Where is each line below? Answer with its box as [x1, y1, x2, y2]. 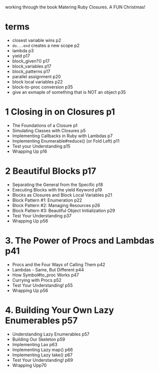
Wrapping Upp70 [12, 362, 47, 368]
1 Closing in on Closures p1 [5, 106, 115, 118]
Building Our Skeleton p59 [12, 336, 65, 342]
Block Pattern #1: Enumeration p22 [12, 197, 82, 203]
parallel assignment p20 [12, 73, 61, 80]
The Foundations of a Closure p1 [12, 122, 78, 128]
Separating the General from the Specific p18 [12, 182, 103, 187]
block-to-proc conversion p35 [12, 84, 73, 90]
